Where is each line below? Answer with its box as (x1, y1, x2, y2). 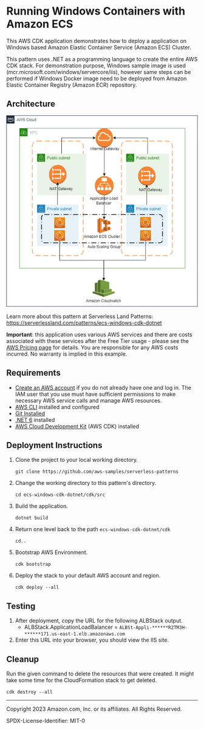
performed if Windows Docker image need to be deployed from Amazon (6, 75, 187, 82)
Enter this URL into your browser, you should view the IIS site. (15, 636, 169, 644)
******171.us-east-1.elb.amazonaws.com (24, 631, 126, 637)
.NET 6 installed (15, 416, 55, 423)
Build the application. (15, 503, 68, 510)
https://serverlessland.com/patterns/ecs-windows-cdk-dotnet (6, 319, 162, 326)
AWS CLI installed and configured (15, 403, 100, 410)
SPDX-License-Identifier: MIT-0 (6, 717, 86, 724)
